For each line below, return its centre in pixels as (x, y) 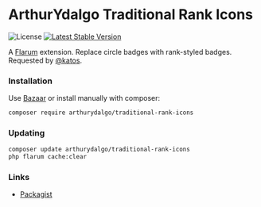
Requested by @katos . (45, 60)
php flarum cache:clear (48, 157)
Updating (27, 133)
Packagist (36, 194)
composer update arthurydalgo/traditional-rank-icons (99, 149)
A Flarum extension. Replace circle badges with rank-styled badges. (120, 52)
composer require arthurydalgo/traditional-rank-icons (101, 113)
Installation (31, 81)
